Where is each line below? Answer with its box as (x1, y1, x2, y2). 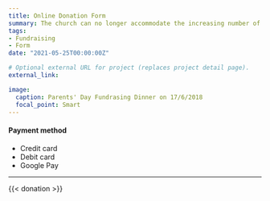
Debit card (19, 152, 55, 162)
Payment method (8, 125, 67, 135)
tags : (8, 27, 27, 35)
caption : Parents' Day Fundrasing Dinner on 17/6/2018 (15, 93, 203, 101)
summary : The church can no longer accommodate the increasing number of (8, 19, 261, 27)
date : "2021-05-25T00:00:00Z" (8, 49, 110, 57)
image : (8, 85, 31, 93)
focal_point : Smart (15, 100, 81, 109)
